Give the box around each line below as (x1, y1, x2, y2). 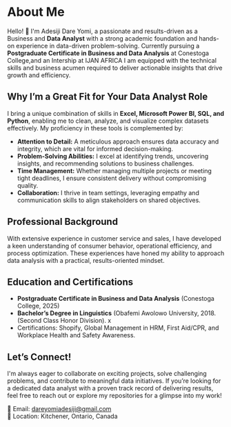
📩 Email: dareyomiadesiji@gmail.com (7, 405, 112, 413)
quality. (17, 181, 39, 190)
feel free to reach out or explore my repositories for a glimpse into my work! (7, 391, 222, 400)
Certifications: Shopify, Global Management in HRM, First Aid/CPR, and (17, 324, 219, 332)
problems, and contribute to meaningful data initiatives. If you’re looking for (7, 377, 221, 385)
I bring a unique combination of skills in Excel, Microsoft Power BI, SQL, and (7, 109, 225, 117)
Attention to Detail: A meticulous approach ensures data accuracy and (17, 137, 219, 146)
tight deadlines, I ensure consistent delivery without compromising (17, 174, 207, 182)
